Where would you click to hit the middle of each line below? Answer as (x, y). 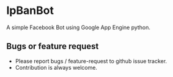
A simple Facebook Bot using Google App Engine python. (79, 27)
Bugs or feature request (53, 46)
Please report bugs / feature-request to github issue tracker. (91, 61)
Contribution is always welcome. (56, 67)
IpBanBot (30, 11)
